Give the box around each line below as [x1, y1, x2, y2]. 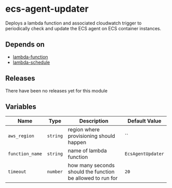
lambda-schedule [12, 59, 50, 65]
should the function [68, 168, 115, 175]
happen [68, 139, 87, 146]
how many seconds [68, 162, 115, 169]
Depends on [5, 40, 45, 49]
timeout [8, 169, 27, 175]
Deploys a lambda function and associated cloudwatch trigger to [5, 20, 142, 26]
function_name [8, 151, 42, 157]
